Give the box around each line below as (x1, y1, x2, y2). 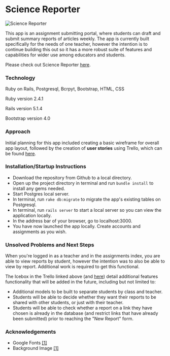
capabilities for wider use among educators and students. (5, 52, 126, 58)
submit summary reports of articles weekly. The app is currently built (5, 36, 150, 42)
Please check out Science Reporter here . (5, 61, 91, 68)
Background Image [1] (12, 345, 59, 351)
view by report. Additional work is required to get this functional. (5, 264, 140, 270)
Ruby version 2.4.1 (5, 95, 44, 102)
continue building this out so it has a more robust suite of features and (5, 46, 152, 52)
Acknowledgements (5, 329, 56, 336)
